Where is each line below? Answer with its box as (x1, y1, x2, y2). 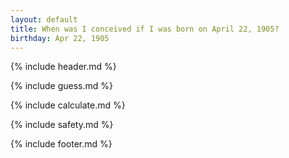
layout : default (10, 14, 78, 25)
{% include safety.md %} (10, 119, 114, 131)
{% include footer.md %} (10, 138, 113, 150)
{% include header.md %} (10, 61, 117, 73)
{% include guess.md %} (10, 80, 113, 92)
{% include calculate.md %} (10, 99, 126, 111)
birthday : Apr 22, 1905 (10, 33, 110, 43)
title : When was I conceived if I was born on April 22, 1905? (10, 24, 280, 34)
